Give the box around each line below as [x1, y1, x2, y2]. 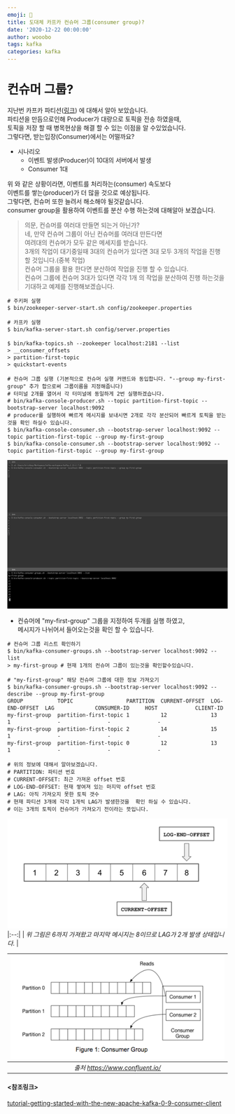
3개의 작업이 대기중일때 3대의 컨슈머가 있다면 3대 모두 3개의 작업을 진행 [24, 247, 221, 255]
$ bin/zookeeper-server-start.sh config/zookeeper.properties [7, 304, 192, 311]
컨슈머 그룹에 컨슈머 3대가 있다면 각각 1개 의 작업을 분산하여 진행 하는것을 [24, 273, 225, 282]
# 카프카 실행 [7, 319, 41, 326]
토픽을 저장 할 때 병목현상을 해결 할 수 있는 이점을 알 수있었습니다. [7, 123, 186, 132]
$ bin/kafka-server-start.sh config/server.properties [7, 326, 171, 333]
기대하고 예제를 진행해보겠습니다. [24, 282, 115, 290]
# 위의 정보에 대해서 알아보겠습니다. [7, 761, 99, 768]
